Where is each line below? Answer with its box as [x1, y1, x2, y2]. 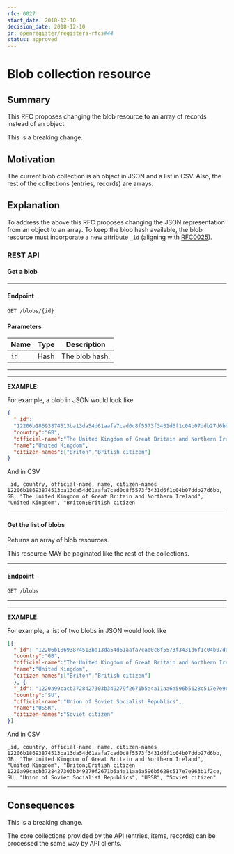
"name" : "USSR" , [13, 705, 58, 712]
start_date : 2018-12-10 [7, 17, 77, 24]
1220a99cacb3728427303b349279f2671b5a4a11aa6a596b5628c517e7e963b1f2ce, [7, 768, 223, 775]
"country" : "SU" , [13, 692, 61, 699]
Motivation [7, 153, 56, 165]
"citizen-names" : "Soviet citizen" [13, 711, 114, 718]
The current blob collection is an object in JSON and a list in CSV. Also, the [7, 171, 221, 180]
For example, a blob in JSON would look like [7, 396, 134, 404]
